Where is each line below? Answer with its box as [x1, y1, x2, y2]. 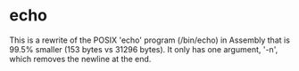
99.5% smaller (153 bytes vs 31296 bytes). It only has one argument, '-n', [9, 43, 278, 54]
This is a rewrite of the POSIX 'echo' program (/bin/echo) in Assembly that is [9, 35, 290, 45]
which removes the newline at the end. [9, 53, 152, 64]
